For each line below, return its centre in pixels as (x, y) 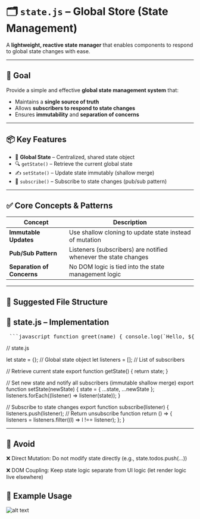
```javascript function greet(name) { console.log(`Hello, (97, 336)
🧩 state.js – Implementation (57, 323)
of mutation (85, 240)
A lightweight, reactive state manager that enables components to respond (100, 45)
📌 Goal (18, 76)
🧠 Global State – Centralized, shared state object (75, 157)
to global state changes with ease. (48, 51)
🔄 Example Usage (39, 496)
